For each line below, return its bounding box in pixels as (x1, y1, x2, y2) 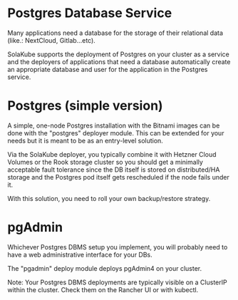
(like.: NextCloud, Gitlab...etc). (7, 36, 96, 44)
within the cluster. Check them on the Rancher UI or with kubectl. (7, 285, 199, 294)
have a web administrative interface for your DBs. (7, 250, 153, 259)
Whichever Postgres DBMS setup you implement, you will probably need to (7, 242, 228, 251)
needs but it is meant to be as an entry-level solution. (7, 136, 164, 145)
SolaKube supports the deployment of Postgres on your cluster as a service (7, 50, 229, 58)
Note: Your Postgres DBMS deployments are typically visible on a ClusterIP (7, 278, 227, 286)
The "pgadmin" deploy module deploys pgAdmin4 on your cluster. (7, 264, 202, 272)
